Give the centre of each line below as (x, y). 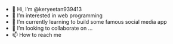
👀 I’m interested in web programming (57, 15)
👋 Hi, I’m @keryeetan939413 (47, 9)
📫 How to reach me (36, 35)
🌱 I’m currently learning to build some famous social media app (89, 22)
